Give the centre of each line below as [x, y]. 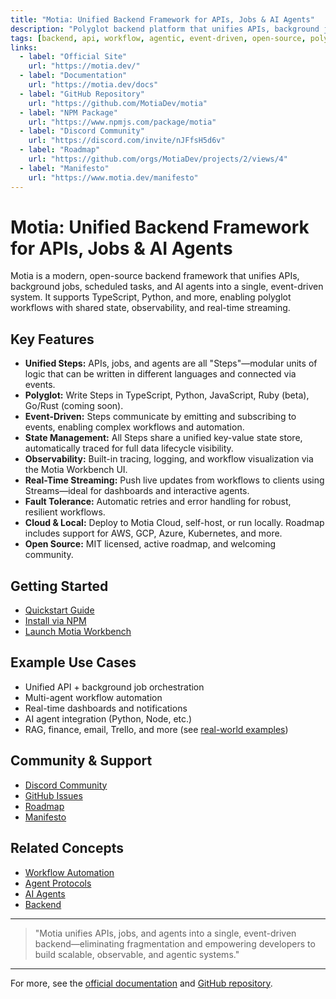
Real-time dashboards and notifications [106, 708]
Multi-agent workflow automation [93, 697]
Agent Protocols [58, 883]
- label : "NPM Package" [68, 112]
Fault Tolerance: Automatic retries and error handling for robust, [158, 502]
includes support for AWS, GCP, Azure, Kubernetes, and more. [153, 533]
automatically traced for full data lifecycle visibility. [129, 448]
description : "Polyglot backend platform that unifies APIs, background [165, 29]
